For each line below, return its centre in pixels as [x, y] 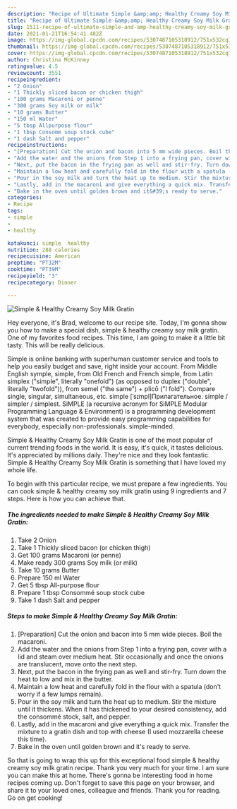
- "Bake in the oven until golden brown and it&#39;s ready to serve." [115, 191]
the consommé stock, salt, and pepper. [74, 717]
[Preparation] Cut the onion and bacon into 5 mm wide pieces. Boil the [120, 634]
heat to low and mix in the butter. [65, 679]
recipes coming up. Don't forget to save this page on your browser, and [111, 783]
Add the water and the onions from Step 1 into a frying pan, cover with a [122, 649]
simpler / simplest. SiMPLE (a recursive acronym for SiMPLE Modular [108, 404]
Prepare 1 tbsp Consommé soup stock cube [81, 592]
